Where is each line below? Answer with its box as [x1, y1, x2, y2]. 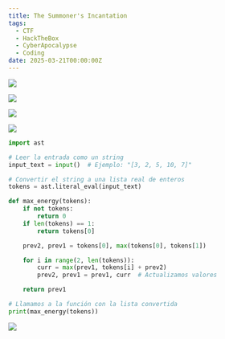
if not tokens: [22, 205, 74, 213]
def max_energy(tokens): [8, 198, 92, 206]
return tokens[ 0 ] [37, 227, 95, 235]
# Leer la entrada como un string [8, 153, 125, 161]
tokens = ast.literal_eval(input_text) [8, 182, 142, 191]
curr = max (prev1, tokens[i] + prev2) [37, 263, 167, 272]
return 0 [37, 212, 67, 220]
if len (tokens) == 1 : [22, 219, 95, 227]
